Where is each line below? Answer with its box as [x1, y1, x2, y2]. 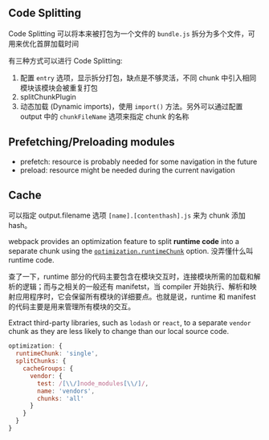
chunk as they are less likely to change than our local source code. [8, 327, 230, 336]
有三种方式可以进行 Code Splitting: [8, 55, 123, 65]
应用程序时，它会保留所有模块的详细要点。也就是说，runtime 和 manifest [14, 292, 256, 302]
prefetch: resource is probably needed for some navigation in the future [19, 157, 258, 166]
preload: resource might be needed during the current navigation [19, 165, 235, 175]
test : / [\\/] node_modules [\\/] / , [37, 379, 149, 388]
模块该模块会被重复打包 [19, 83, 98, 92]
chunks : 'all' [37, 394, 84, 402]
